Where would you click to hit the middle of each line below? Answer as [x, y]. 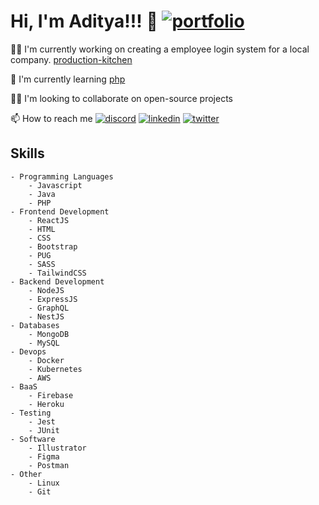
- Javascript [55, 185]
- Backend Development [57, 281]
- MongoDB [49, 334]
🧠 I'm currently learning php [68, 79]
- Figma [44, 456]
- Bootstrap [53, 246]
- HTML [42, 229]
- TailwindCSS [57, 273]
